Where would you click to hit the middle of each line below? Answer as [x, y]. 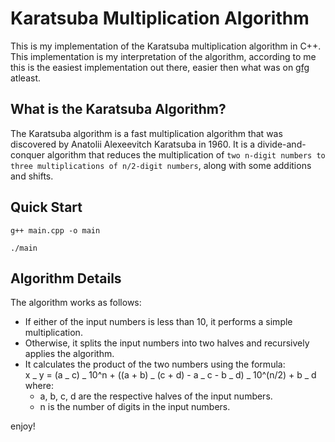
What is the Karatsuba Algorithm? [118, 109]
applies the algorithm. [69, 354]
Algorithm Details [66, 278]
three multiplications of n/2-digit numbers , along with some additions [161, 165]
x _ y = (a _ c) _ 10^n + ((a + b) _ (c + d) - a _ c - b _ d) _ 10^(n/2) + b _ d [170, 375]
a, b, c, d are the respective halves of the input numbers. [156, 396]
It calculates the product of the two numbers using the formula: [155, 364]
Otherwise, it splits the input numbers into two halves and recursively [167, 343]
